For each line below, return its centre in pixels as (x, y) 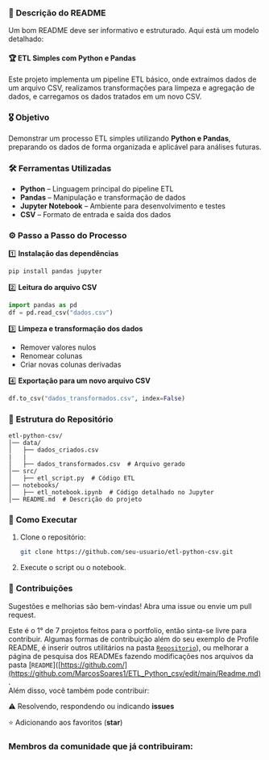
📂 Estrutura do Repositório (61, 419)
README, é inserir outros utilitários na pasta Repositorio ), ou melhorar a (129, 647)
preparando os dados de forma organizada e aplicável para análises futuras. (135, 147)
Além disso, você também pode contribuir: (79, 691)
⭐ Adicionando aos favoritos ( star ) (66, 722)
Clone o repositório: (53, 537)
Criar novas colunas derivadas (70, 365)
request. (22, 615)
